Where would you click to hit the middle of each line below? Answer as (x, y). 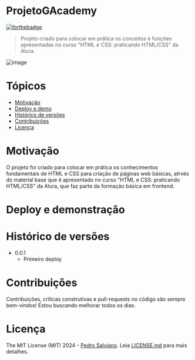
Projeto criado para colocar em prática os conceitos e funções (96, 38)
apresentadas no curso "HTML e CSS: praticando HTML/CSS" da (100, 45)
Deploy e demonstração (65, 210)
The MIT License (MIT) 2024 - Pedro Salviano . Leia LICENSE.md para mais (97, 345)
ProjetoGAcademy (52, 11)
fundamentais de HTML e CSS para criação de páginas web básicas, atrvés (97, 173)
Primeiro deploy (43, 259)
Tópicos (26, 86)
